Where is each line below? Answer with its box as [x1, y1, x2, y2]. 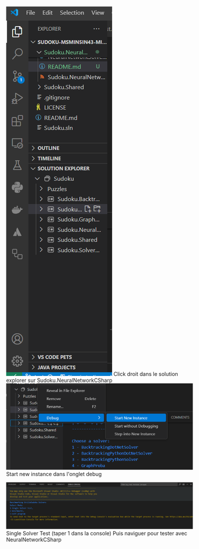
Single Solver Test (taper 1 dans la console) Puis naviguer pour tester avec [6, 529, 188, 537]
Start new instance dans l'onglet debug [6, 471, 102, 478]
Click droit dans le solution [113, 371, 179, 377]
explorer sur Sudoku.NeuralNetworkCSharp [6, 377, 113, 384]
